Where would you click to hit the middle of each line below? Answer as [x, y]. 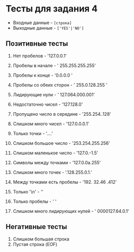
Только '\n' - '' [28, 191]
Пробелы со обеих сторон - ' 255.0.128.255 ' [60, 85]
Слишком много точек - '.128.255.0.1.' [52, 172]
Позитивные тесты [37, 44]
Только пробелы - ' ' [35, 201]
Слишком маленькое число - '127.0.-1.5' [55, 153]
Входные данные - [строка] [42, 23]
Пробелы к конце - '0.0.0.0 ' [43, 75]
